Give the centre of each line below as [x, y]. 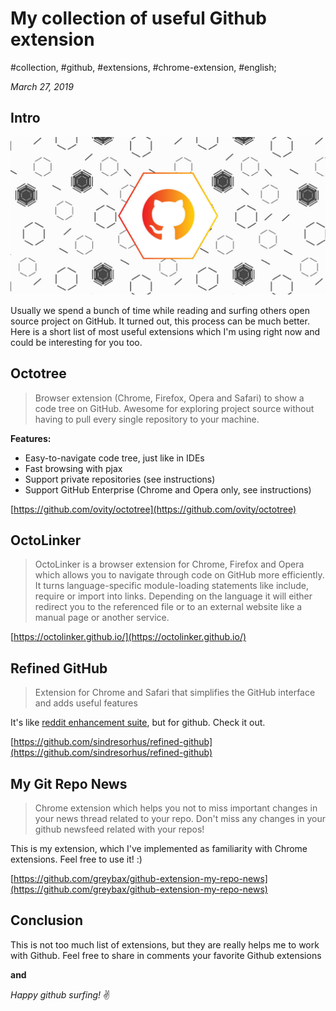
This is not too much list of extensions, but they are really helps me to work [165, 944]
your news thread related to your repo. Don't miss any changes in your [180, 818]
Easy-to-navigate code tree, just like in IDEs [114, 458]
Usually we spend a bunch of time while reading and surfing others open [160, 310]
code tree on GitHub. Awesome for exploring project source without [174, 408]
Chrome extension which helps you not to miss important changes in [176, 808]
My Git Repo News [69, 783]
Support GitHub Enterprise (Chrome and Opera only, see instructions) [168, 489]
